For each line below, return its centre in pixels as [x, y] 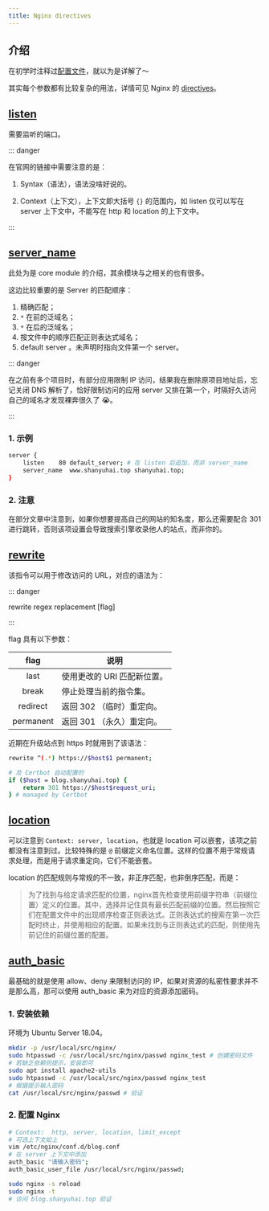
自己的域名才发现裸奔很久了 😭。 [63, 400]
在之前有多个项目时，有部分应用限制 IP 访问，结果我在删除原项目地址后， [130, 380]
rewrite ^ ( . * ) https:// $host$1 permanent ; [80, 758]
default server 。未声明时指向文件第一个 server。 [101, 347]
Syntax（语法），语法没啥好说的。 [75, 184]
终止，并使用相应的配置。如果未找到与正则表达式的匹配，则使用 [148, 925]
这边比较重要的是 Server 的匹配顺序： [71, 290]
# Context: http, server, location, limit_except [95, 1132]
